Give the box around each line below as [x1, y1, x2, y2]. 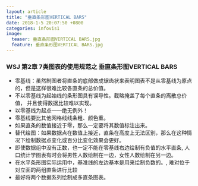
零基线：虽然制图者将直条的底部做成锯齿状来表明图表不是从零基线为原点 [14, 77, 192, 84]
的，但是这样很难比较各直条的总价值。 [14, 84, 109, 92]
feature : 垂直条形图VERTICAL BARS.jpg [11, 42, 103, 48]
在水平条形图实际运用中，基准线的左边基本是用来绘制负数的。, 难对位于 [14, 159, 190, 166]
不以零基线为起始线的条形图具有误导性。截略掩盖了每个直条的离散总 [14, 92, 182, 99]
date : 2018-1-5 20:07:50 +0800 [6, 20, 84, 26]
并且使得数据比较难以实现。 [26, 99, 95, 107]
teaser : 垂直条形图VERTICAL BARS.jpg [11, 36, 100, 42]
